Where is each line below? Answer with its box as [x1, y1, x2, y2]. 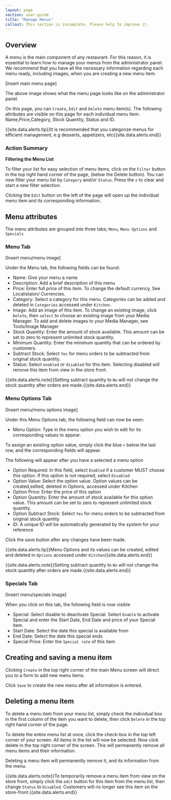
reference [12, 527, 34, 533]
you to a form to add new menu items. [5, 672, 85, 678]
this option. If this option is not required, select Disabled [12, 472, 130, 478]
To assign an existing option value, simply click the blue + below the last [5, 441, 156, 448]
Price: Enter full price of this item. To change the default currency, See [12, 286, 160, 292]
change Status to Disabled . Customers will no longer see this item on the [5, 784, 158, 790]
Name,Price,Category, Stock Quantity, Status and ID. [5, 116, 116, 123]
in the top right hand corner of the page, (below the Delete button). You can [5, 172, 164, 178]
